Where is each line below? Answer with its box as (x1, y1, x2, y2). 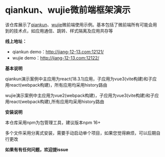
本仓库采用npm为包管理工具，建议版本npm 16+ (5, 119, 101, 126)
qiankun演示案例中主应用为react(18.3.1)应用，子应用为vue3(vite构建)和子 (5, 76, 153, 82)
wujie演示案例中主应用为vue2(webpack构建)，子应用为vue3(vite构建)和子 (5, 92, 155, 98)
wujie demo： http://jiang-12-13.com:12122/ (12, 55, 99, 61)
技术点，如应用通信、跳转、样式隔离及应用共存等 (13, 28, 113, 33)
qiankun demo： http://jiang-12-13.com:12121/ (12, 49, 104, 55)
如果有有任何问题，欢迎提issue (5, 146, 68, 153)
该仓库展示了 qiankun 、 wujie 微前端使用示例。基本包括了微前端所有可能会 (5, 22, 153, 28)
